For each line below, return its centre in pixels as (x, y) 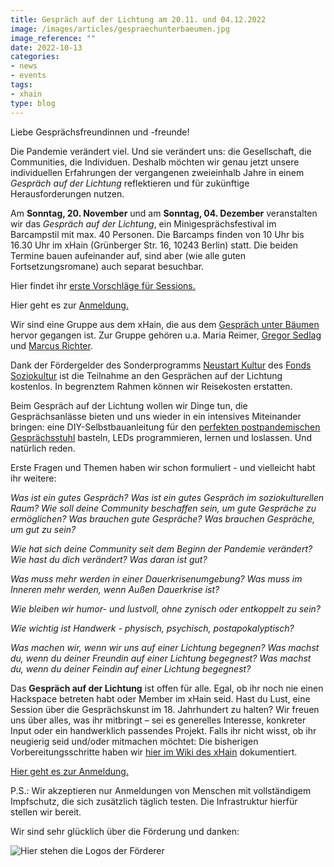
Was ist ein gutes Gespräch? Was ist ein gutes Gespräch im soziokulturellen (167, 497)
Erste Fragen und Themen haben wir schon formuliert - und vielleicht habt (163, 467)
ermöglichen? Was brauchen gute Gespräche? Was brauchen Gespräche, (163, 518)
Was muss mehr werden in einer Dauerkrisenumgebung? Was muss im (156, 578)
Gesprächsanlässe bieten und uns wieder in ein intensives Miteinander (156, 416)
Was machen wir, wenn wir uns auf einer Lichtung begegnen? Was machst (165, 647)
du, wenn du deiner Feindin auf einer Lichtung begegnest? (131, 668)
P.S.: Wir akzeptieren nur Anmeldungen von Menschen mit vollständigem (161, 790)
